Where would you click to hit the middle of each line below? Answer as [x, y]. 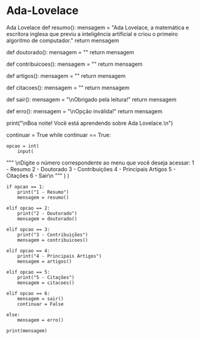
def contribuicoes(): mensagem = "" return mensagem [74, 64]
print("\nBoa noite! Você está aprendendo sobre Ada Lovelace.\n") [90, 123]
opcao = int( [23, 146]
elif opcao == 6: [28, 293]
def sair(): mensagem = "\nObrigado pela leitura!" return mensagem [91, 99]
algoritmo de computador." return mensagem [63, 40]
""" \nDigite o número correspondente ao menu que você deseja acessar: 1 [100, 163]
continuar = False [40, 304]
